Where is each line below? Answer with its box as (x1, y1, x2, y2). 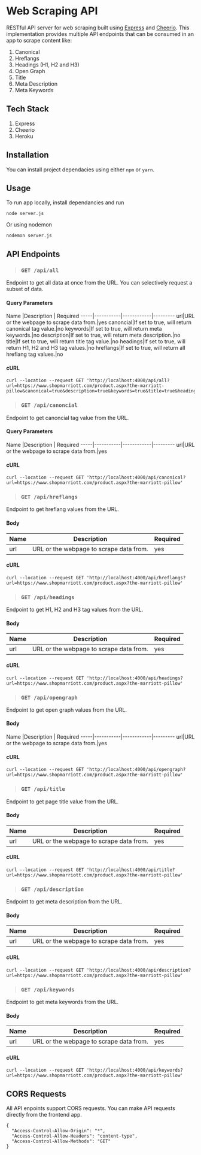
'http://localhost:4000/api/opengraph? (86, 767, 186, 773)
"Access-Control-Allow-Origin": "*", (11, 1128, 106, 1134)
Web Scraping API (6, 4, 98, 18)
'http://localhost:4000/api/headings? (86, 675, 184, 681)
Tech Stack (6, 104, 49, 114)
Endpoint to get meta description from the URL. (6, 898, 123, 905)
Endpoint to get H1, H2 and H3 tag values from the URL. (6, 606, 144, 613)
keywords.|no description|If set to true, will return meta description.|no (6, 331, 181, 339)
